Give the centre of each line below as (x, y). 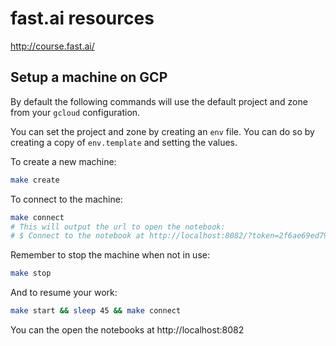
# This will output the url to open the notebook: (118, 227)
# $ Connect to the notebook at (77, 236)
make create (35, 180)
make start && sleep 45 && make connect (96, 311)
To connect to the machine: (66, 199)
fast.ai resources (82, 18)
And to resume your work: (64, 293)
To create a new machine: (63, 161)
